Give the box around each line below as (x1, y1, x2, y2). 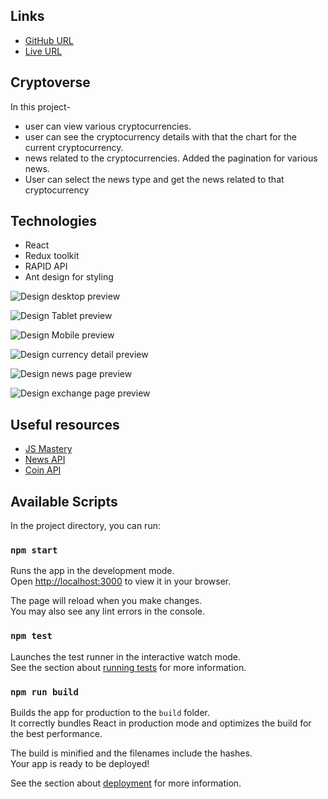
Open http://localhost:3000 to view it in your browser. (10, 575, 232, 588)
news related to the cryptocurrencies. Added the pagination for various (24, 152, 318, 164)
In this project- (10, 100, 71, 113)
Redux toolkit (24, 250, 80, 262)
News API (24, 454, 66, 466)
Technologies (10, 213, 98, 230)
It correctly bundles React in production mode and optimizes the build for (10, 717, 312, 729)
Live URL (24, 45, 63, 57)
